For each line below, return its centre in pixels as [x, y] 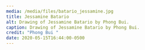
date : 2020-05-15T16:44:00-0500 [45, 38]
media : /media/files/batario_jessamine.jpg [60, 11]
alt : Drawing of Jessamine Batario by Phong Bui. [68, 22]
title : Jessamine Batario [37, 17]
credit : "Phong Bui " [32, 33]
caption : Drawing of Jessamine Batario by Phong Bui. [73, 27]
